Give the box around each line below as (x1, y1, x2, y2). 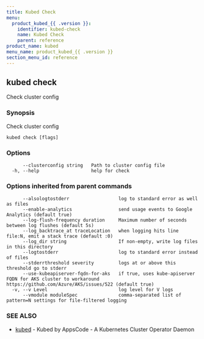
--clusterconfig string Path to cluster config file (22, 163, 166, 169)
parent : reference (17, 37, 64, 43)
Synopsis (6, 108, 35, 117)
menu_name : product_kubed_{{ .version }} (6, 49, 114, 55)
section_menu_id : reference (6, 54, 78, 61)
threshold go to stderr (6, 266, 67, 272)
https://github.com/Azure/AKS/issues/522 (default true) (6, 281, 155, 288)
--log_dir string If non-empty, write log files (22, 239, 199, 245)
